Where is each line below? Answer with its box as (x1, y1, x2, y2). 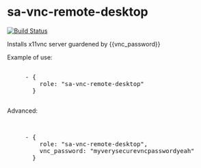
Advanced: (7, 107, 38, 115)
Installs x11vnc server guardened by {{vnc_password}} (7, 40, 161, 48)
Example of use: (7, 53, 53, 61)
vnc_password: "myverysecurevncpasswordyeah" (39, 147, 195, 154)
